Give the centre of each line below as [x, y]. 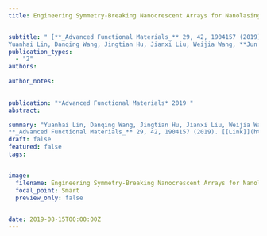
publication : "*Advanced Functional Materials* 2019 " [101, 103]
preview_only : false [49, 198]
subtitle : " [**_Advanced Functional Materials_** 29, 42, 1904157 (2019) [135, 37]
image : [19, 176]
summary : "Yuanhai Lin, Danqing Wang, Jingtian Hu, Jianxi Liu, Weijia [129, 125]
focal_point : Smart [48, 190]
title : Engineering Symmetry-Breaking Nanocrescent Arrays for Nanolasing [135, 15]
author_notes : [32, 81]
